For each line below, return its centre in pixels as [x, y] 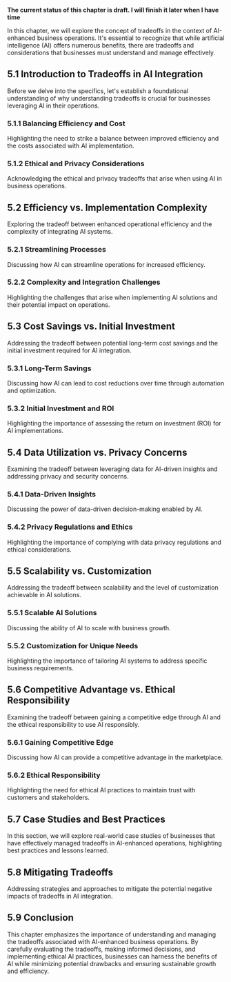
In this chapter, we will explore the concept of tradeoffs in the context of [110, 31]
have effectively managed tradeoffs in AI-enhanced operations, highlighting [114, 843]
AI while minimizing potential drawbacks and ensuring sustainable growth [112, 963]
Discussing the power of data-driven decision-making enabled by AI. [105, 509]
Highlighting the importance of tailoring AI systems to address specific [107, 661]
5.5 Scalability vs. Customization [79, 571]
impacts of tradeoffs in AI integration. [60, 896]
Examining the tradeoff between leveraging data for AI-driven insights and [113, 469]
